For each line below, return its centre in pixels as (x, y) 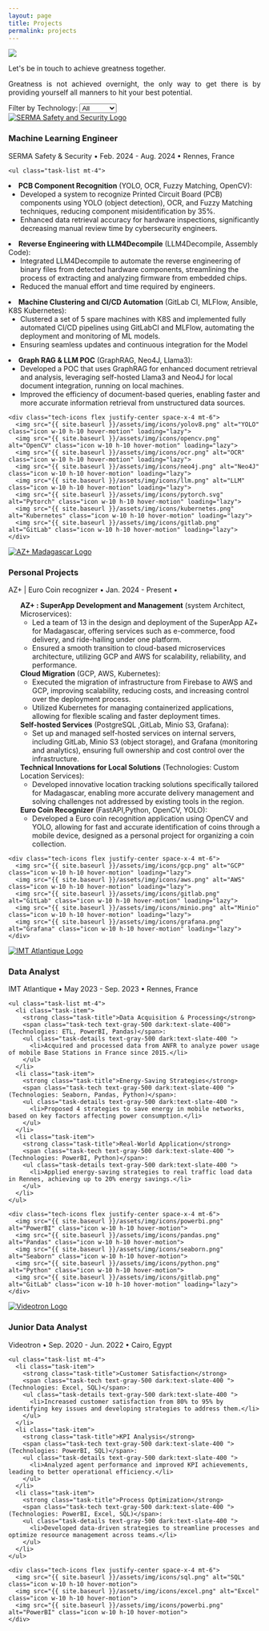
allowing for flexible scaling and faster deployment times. (126, 716)
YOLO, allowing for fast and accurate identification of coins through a (146, 826)
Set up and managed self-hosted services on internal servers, (134, 733)
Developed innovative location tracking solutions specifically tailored (145, 784)
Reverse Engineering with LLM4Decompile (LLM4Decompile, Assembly (139, 243)
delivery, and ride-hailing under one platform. (106, 639)
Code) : (20, 252)
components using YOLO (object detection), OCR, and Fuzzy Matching (137, 202)
